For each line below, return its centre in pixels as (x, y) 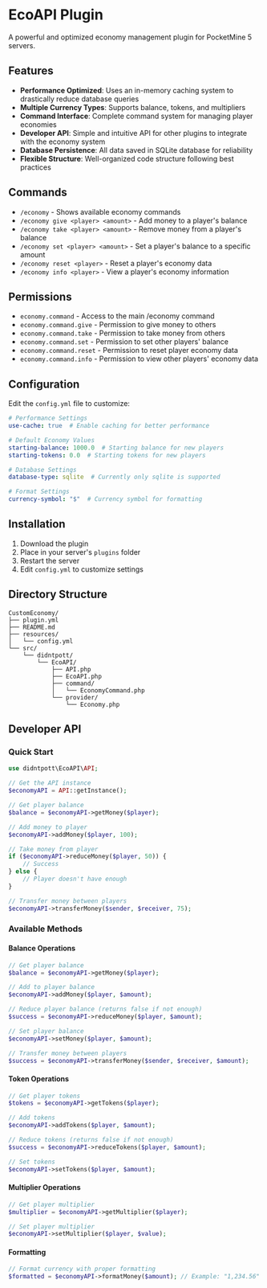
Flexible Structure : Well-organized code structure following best (127, 158)
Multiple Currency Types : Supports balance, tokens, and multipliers (133, 107)
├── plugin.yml (34, 620)
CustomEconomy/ (34, 613)
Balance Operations (42, 948)
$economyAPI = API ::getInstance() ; (68, 791)
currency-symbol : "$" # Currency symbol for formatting (105, 499)
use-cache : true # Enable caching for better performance (109, 426)
